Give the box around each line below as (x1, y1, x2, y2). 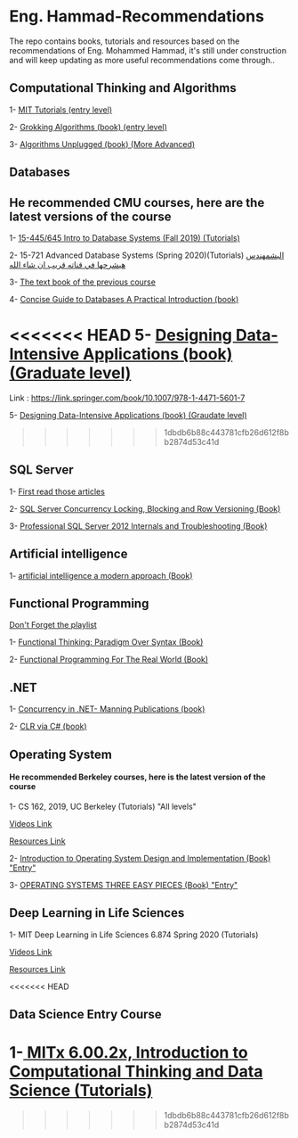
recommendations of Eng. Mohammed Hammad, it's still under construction (9, 45, 287, 55)
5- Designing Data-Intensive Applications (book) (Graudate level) (9, 409, 247, 420)
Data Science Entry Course (9, 1006, 162, 1022)
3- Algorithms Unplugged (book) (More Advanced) (9, 138, 196, 149)
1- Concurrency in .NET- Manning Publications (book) (9, 704, 205, 714)
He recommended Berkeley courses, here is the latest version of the (9, 771, 266, 782)
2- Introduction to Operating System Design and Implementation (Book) (9, 853, 271, 863)
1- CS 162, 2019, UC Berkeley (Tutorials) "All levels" (9, 801, 197, 812)
